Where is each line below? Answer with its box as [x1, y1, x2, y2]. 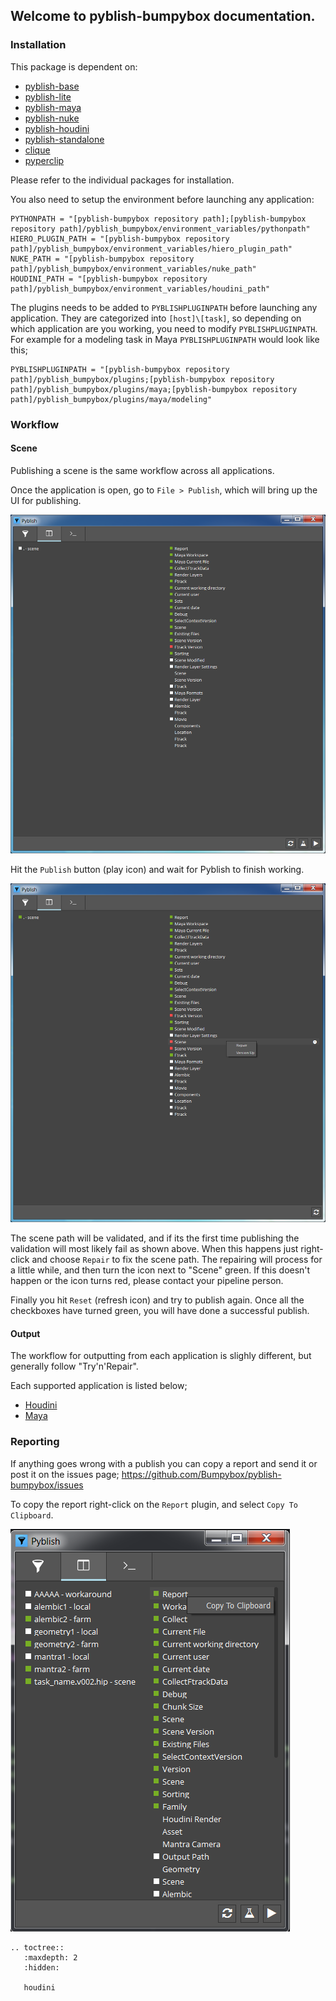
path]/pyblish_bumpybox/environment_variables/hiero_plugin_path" [10, 244, 293, 254]
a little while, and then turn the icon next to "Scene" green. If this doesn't [10, 1264, 311, 1276]
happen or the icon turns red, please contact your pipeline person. [10, 1275, 284, 1287]
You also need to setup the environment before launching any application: [10, 193, 315, 205]
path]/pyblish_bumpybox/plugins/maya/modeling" [10, 394, 213, 404]
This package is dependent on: [10, 60, 138, 73]
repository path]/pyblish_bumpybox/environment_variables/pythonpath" [10, 224, 311, 234]
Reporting [10, 1435, 60, 1449]
